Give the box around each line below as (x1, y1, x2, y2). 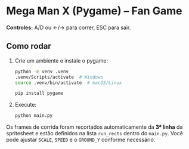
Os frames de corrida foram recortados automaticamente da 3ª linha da (6, 123, 183, 131)
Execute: (14, 101, 37, 108)
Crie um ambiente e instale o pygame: (14, 57, 109, 64)
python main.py (14, 113, 53, 119)
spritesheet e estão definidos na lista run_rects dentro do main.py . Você (6, 130, 184, 137)
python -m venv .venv (14, 69, 69, 74)
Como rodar (6, 41, 52, 51)
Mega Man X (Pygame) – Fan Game (6, 4, 182, 18)
